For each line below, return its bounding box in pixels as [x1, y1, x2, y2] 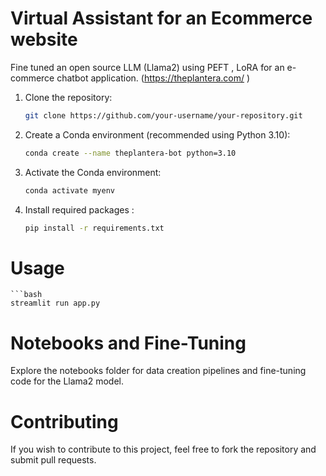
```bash [10, 290, 43, 300]
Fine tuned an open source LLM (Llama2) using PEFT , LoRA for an [10, 61, 285, 73]
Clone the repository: [24, 91, 113, 103]
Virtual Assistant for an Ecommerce [10, 7, 313, 30]
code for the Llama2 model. [10, 375, 124, 387]
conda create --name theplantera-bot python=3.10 [24, 148, 237, 158]
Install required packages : [24, 203, 135, 216]
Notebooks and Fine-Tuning [10, 332, 247, 354]
